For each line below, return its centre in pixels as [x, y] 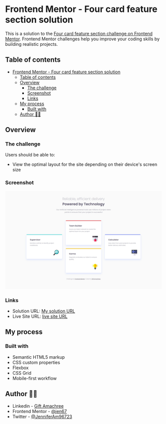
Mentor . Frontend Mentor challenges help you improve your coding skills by [83, 39]
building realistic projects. [32, 44]
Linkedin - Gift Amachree [38, 406]
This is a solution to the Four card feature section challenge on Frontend [79, 33]
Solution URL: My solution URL [44, 311]
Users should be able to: [30, 155]
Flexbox [20, 368]
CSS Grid [22, 373]
